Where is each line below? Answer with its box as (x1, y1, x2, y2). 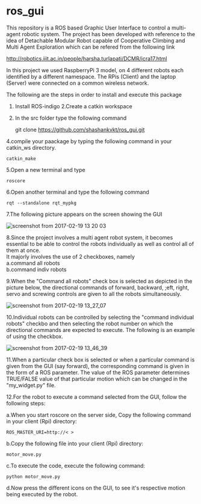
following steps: (6, 399, 46, 407)
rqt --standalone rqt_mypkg (6, 200, 77, 206)
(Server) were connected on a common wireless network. (6, 79, 149, 87)
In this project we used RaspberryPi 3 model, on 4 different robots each (6, 66, 184, 73)
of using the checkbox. (6, 333, 63, 340)
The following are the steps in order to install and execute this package (6, 91, 182, 98)
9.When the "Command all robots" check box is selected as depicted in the (6, 277, 193, 284)
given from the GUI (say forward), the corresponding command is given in (6, 362, 190, 369)
